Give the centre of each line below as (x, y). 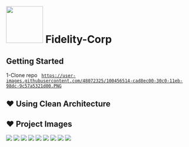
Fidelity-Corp (79, 40)
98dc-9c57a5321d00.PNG (34, 86)
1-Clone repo (22, 75)
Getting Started (35, 61)
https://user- (58, 76)
